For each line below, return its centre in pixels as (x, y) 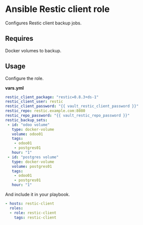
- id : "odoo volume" (29, 125)
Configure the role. (24, 78)
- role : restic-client (33, 213)
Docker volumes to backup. (33, 50)
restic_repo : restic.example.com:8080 (45, 111)
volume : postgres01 (32, 166)
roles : (16, 208)
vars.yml (14, 88)
